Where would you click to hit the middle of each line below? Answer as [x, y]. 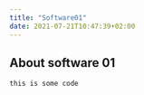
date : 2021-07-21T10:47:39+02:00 [72, 26]
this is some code [44, 84]
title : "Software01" [48, 18]
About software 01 [62, 63]
